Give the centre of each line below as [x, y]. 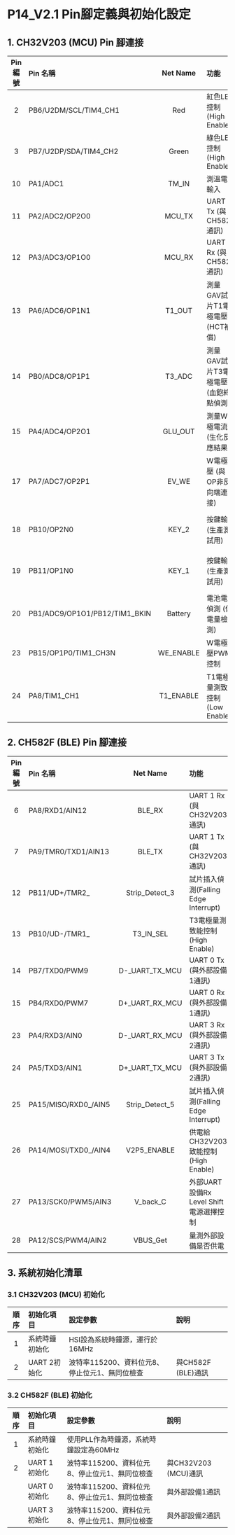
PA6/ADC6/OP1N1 [59, 311]
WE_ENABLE [179, 653]
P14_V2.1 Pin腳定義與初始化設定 [99, 14]
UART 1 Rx [207, 796]
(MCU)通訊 [185, 1473]
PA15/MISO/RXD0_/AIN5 [69, 1104]
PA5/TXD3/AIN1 [55, 1067]
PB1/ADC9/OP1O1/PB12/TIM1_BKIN [90, 613]
